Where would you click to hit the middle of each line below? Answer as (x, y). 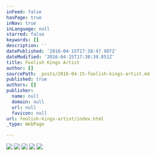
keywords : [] (23, 40)
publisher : (20, 91)
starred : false (25, 34)
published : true (27, 79)
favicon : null (29, 113)
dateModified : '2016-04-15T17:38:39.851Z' (60, 57)
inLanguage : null (28, 29)
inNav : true (21, 23)
